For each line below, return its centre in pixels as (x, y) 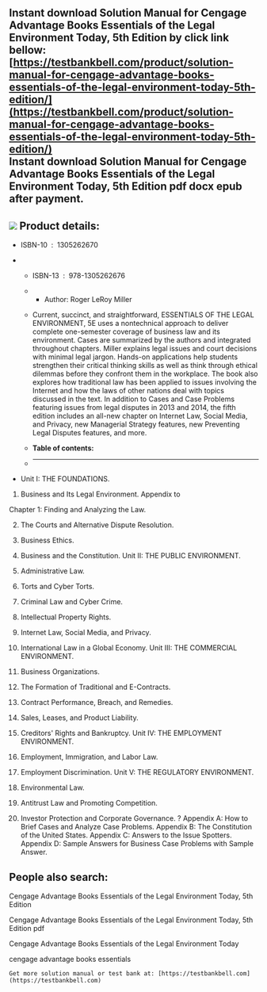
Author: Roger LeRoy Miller (88, 300)
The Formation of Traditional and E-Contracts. (95, 687)
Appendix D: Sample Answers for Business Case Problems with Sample (137, 844)
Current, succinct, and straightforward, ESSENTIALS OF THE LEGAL (143, 315)
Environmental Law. (53, 787)
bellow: (28, 50)
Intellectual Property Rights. (66, 617)
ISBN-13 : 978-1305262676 (79, 276)
